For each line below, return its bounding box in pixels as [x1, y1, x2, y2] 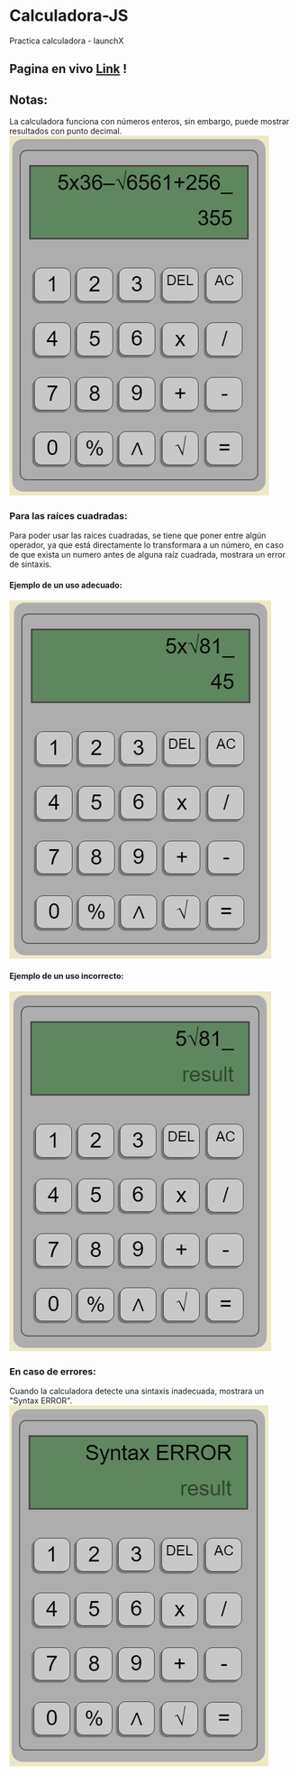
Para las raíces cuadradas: [9, 510, 128, 523]
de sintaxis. [9, 559, 52, 569]
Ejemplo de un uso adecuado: [9, 579, 123, 591]
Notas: [9, 92, 48, 107]
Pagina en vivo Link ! [9, 61, 128, 77]
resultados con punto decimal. [9, 125, 122, 136]
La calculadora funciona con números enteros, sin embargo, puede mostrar [9, 116, 290, 127]
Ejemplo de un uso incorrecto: [9, 971, 124, 982]
